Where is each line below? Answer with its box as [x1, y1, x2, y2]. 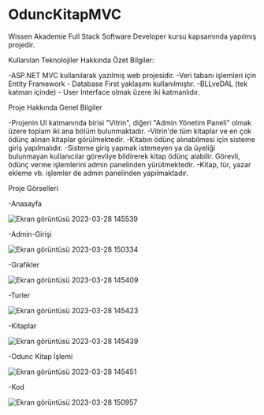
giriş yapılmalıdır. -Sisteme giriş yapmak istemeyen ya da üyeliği [8, 143, 215, 152]
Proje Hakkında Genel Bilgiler [8, 103, 102, 112]
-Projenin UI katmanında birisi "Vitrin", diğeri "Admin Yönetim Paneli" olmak [8, 118, 252, 127]
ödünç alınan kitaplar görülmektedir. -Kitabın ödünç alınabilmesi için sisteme [8, 134, 256, 144]
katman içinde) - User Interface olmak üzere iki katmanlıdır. [8, 87, 200, 96]
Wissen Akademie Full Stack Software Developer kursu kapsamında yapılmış [8, 32, 257, 41]
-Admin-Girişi [8, 229, 52, 238]
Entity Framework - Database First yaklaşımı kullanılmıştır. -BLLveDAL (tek [8, 79, 248, 88]
